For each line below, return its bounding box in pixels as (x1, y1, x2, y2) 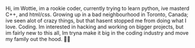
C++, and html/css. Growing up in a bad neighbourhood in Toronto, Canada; (5, 11, 189, 18)
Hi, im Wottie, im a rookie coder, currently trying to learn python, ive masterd (5, 5, 190, 12)
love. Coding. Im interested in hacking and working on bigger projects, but (5, 23, 184, 30)
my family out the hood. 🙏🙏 (5, 36, 71, 42)
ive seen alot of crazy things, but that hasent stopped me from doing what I (5, 17, 187, 24)
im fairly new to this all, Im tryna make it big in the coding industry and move (5, 29, 189, 36)
